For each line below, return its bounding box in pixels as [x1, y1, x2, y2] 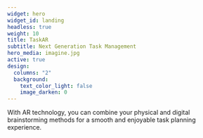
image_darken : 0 [20, 89, 68, 96]
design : [7, 63, 30, 70]
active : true [7, 56, 46, 63]
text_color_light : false [20, 82, 93, 89]
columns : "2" [13, 69, 52, 76]
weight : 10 [7, 30, 39, 37]
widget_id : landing [7, 17, 65, 24]
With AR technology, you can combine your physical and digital [7, 108, 190, 117]
